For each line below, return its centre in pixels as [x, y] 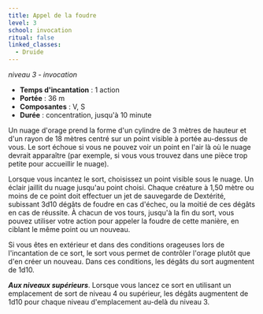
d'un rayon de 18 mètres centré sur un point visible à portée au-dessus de [128, 138]
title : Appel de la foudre [52, 15]
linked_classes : [35, 45]
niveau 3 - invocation [43, 75]
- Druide [30, 52]
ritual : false [31, 37]
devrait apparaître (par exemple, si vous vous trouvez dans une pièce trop [128, 155]
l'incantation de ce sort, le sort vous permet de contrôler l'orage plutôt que [129, 253]
